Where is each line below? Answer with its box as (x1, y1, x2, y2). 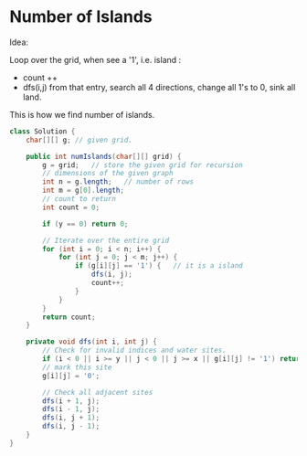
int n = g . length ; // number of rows (42, 177, 195, 186)
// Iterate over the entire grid (42, 236, 170, 245)
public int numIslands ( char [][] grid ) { (26, 152, 182, 161)
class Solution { (9, 126, 76, 136)
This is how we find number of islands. (9, 109, 155, 120)
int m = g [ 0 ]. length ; (42, 186, 125, 196)
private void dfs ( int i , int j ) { (26, 337, 157, 346)
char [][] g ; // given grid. (26, 135, 132, 144)
